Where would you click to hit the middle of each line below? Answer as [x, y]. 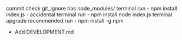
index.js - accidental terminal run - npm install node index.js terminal [89, 14]
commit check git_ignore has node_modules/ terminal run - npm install [92, 8]
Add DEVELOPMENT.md [44, 32]
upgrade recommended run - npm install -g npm [65, 21]
